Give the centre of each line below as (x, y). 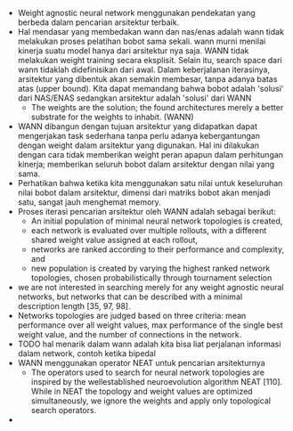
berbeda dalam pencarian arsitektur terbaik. (98, 22)
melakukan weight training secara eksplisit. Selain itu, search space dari (150, 60)
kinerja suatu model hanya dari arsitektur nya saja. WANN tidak (133, 51)
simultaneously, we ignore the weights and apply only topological (151, 401)
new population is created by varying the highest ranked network (151, 268)
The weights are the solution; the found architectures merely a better (157, 107)
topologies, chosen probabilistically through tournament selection (151, 278)
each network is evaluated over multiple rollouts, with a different (149, 230)
